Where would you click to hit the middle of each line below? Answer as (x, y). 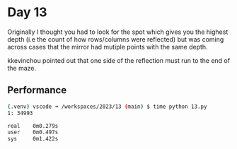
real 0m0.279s (33, 126)
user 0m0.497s (33, 132)
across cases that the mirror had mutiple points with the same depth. (108, 47)
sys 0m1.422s (33, 139)
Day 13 (27, 12)
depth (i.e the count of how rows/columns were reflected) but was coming (116, 39)
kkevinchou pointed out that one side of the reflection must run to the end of (119, 60)
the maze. (22, 68)
